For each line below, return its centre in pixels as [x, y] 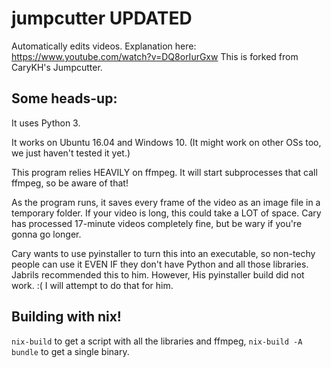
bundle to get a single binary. [70, 351]
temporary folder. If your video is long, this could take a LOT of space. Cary [166, 213]
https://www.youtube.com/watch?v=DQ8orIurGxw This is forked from [155, 56]
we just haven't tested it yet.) [71, 153]
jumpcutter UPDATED [102, 18]
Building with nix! [66, 317]
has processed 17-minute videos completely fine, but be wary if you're [157, 223]
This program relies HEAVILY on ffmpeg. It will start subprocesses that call [164, 172]
